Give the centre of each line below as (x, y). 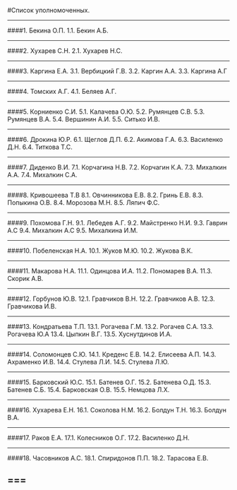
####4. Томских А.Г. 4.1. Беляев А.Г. (62, 91)
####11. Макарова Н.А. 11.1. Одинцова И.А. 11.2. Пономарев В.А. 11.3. (110, 271)
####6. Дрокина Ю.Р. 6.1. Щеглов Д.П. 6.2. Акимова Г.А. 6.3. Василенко (115, 139)
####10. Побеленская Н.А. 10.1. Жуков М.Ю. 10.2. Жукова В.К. (100, 251)
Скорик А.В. (25, 279)
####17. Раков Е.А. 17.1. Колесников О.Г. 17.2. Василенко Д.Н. (98, 438)
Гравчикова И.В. (32, 306)
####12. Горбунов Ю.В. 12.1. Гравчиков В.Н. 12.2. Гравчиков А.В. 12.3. (111, 299)
